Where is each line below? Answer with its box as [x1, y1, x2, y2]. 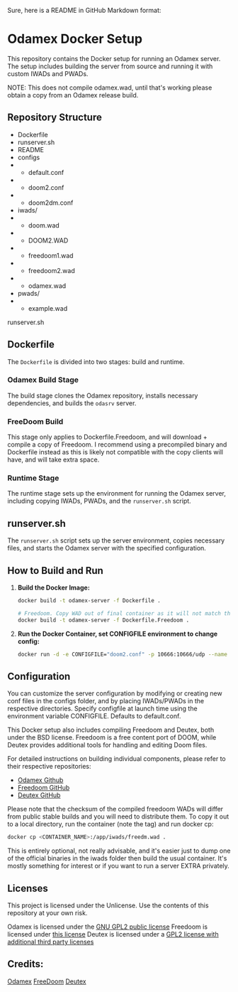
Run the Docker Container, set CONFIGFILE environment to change [17, 629, 218, 638]
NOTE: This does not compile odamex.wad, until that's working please [7, 83, 212, 92]
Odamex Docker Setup [7, 31, 143, 47]
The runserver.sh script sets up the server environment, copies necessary [7, 536, 225, 545]
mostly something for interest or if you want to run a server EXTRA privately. [7, 862, 230, 870]
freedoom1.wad [28, 251, 74, 260]
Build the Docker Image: [17, 583, 90, 592]
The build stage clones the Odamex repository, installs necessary [7, 391, 198, 400]
